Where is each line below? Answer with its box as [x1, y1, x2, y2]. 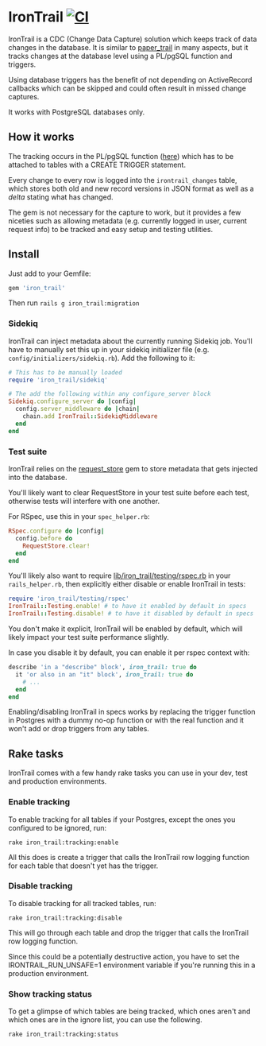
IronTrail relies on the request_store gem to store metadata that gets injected [8, 464, 258, 474]
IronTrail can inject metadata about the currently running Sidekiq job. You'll [8, 336, 253, 346]
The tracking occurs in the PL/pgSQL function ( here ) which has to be [8, 151, 234, 161]
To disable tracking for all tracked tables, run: [8, 898, 156, 908]
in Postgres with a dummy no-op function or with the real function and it [8, 715, 245, 725]
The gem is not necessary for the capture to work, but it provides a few [8, 207, 241, 217]
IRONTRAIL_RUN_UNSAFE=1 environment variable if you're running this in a [8, 960, 256, 970]
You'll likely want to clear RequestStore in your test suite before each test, [8, 488, 250, 498]
